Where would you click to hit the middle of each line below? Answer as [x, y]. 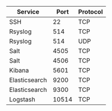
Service [28, 12]
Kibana [19, 70]
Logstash [22, 99]
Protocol [90, 12]
